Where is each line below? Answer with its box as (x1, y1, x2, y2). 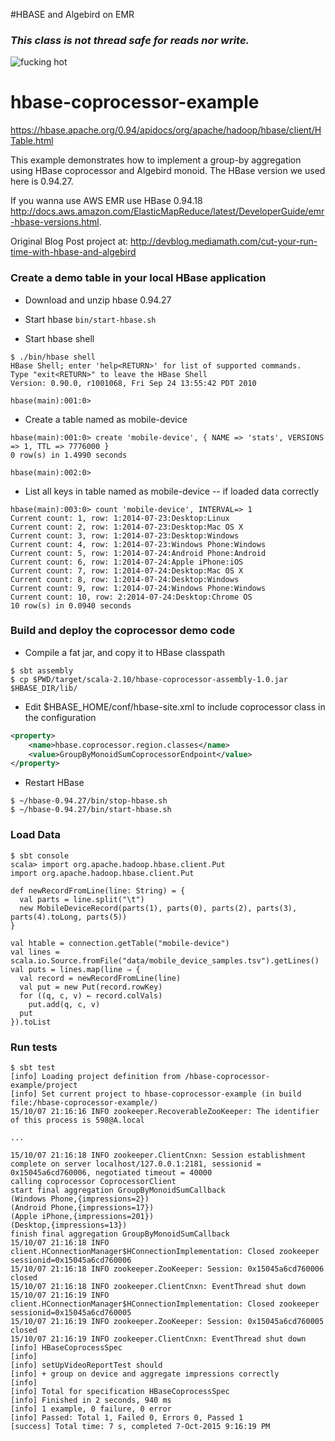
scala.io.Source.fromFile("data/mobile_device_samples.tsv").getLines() (10, 955, 320, 966)
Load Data (10, 828, 62, 842)
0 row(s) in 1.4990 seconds (10, 450, 128, 460)
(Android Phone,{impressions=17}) (10, 1202, 155, 1213)
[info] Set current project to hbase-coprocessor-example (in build (10, 1089, 302, 1099)
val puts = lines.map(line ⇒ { (10, 964, 141, 974)
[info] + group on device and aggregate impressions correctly (10, 1369, 280, 1379)
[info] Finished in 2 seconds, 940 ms (10, 1395, 172, 1405)
